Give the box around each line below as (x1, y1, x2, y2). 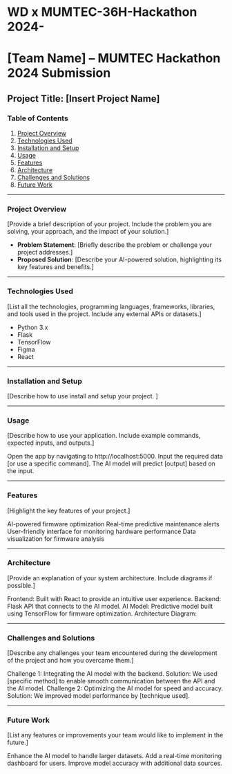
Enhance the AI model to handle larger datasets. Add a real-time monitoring (7, 752, 222, 760)
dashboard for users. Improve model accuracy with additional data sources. (7, 759, 222, 768)
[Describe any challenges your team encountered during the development (7, 649, 217, 657)
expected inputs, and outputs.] (7, 439, 95, 447)
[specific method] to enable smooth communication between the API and (7, 677, 215, 685)
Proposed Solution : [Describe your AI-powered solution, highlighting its (17, 255, 222, 264)
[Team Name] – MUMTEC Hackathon (7, 50, 221, 66)
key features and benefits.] (17, 263, 95, 271)
